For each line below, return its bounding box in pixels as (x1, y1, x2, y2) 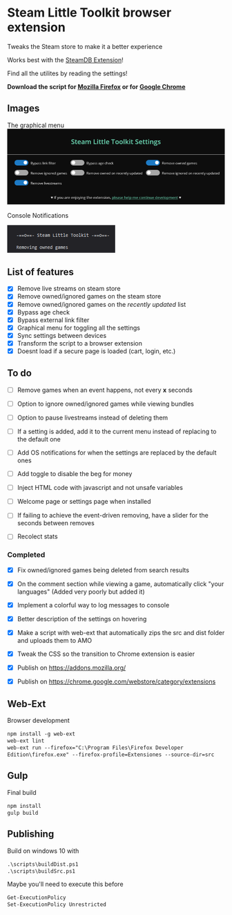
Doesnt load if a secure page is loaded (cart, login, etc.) (17, 347, 176, 355)
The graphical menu (7, 121, 64, 129)
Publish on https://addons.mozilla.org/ (17, 663, 126, 672)
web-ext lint (7, 737, 45, 744)
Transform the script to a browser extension (17, 339, 143, 347)
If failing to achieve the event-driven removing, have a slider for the (17, 511, 209, 520)
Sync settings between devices (17, 331, 107, 339)
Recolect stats (17, 532, 58, 540)
